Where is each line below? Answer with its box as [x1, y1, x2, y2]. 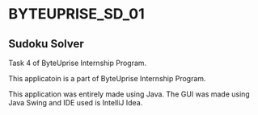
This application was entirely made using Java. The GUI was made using [8, 89, 251, 99]
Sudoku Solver [8, 37, 84, 51]
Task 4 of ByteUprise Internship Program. [8, 58, 147, 68]
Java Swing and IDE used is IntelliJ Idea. [8, 98, 143, 107]
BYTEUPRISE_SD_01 [8, 5, 145, 23]
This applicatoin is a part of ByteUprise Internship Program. [8, 74, 206, 83]
